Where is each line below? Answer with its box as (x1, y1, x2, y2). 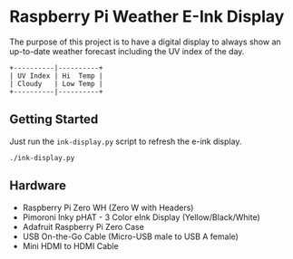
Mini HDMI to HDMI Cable (22, 240, 120, 251)
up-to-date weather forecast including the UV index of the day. (9, 45, 245, 56)
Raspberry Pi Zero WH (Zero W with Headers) (22, 202, 194, 213)
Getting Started (9, 111, 99, 128)
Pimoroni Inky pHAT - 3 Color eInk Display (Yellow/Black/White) (22, 211, 260, 223)
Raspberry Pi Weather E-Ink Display (9, 6, 285, 27)
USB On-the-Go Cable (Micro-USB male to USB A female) (22, 231, 239, 242)
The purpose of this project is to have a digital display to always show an (9, 36, 281, 47)
